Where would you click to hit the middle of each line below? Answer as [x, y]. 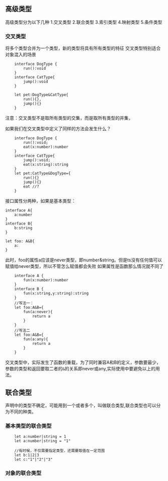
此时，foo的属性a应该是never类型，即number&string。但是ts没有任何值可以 [83, 260]
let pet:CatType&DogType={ [43, 173]
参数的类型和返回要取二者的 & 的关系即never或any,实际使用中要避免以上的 [80, 369]
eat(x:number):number [46, 147]
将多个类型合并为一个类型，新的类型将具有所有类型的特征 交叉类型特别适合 [83, 48]
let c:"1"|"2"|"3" [33, 460]
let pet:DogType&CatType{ [41, 95]
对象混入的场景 [21, 55]
